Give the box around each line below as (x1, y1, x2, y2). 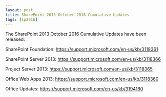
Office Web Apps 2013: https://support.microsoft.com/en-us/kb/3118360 (5, 76, 159, 82)
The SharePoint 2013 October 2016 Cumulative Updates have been (5, 31, 147, 37)
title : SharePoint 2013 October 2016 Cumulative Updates (5, 12, 130, 17)
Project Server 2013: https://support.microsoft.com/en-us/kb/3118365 (5, 66, 153, 72)
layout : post (5, 7, 33, 13)
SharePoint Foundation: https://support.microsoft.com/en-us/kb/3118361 (5, 46, 158, 53)
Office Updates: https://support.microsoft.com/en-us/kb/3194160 (5, 86, 143, 92)
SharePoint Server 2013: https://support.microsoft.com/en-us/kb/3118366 (5, 56, 161, 62)
